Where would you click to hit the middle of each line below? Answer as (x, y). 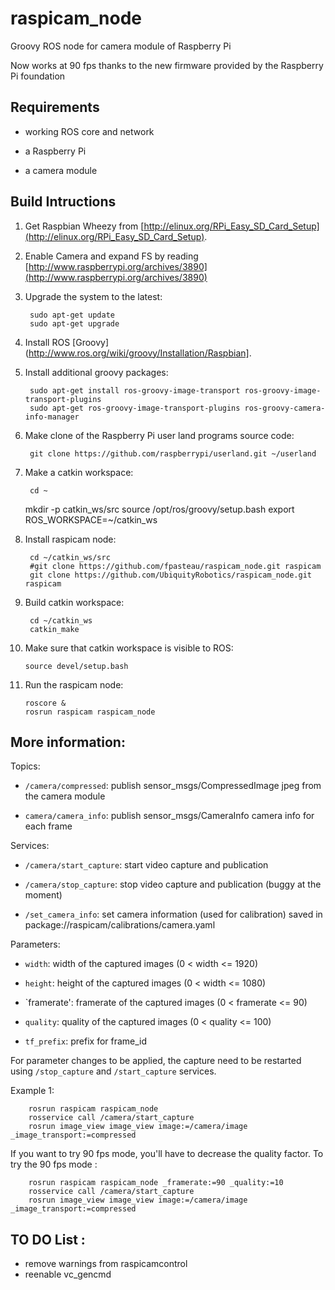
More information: (68, 742)
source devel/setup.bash (76, 666)
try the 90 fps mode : (54, 1164)
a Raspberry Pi (55, 151)
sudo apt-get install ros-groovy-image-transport (135, 390)
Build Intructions (63, 202)
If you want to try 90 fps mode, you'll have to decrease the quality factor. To (167, 1154)
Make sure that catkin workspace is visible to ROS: (129, 648)
